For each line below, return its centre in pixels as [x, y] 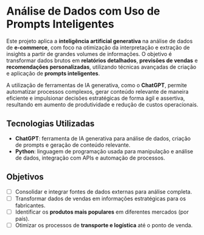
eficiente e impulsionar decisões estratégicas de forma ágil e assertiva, [96, 98]
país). [22, 219]
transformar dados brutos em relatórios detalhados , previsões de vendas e [102, 60]
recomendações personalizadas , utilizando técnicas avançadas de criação [101, 67]
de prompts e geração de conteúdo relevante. [73, 145]
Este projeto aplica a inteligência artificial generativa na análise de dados [100, 41]
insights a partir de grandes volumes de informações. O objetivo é [89, 54]
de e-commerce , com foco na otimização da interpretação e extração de [98, 47]
